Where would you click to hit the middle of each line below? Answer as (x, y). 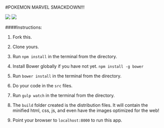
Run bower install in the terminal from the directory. (67, 76)
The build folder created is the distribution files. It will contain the (80, 105)
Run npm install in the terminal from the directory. (65, 56)
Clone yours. (26, 47)
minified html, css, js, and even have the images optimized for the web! (86, 110)
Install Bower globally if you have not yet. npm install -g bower (78, 66)
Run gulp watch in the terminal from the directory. (64, 95)
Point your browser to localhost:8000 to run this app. (67, 120)
